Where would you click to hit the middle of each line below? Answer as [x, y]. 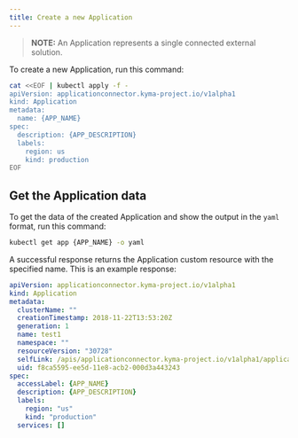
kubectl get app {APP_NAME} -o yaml [77, 243]
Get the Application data [78, 196]
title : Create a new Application [71, 17]
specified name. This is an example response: [93, 269]
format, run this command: [58, 226]
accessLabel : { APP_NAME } [63, 384]
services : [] [41, 425]
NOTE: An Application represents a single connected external [143, 43]
